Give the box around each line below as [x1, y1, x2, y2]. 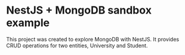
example [6, 16, 50, 30]
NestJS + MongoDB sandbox [6, 4, 152, 17]
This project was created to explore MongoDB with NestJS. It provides [6, 35, 180, 43]
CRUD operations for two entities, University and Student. [6, 42, 148, 49]
